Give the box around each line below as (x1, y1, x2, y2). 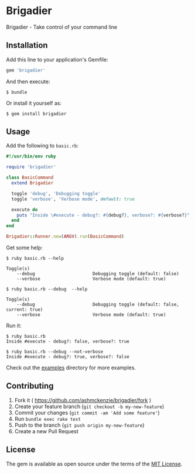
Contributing (6, 381, 54, 391)
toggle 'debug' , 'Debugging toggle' (11, 190, 101, 197)
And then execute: (6, 78, 50, 85)
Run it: (6, 322, 22, 329)
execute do (11, 207, 38, 212)
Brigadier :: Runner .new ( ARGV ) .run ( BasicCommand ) (6, 234, 125, 239)
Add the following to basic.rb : (6, 142, 79, 149)
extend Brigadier (11, 180, 54, 186)
